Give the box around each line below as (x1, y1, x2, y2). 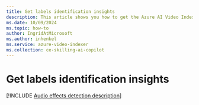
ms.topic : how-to (6, 25, 49, 31)
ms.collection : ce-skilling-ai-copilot (6, 47, 105, 53)
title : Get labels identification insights (6, 8, 115, 15)
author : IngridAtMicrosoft (6, 31, 73, 37)
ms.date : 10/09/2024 (6, 19, 57, 25)
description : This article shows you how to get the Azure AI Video (6, 14, 179, 20)
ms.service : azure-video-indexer (6, 42, 89, 48)
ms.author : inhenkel (6, 36, 57, 42)
